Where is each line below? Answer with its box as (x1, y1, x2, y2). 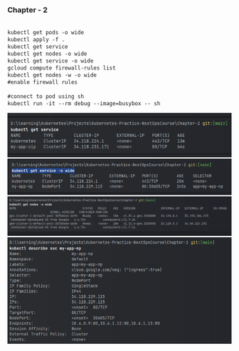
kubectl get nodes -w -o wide (7, 72, 97, 79)
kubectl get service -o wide (7, 58, 94, 65)
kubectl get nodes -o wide (7, 50, 87, 58)
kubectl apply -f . (7, 36, 65, 43)
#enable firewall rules (7, 79, 78, 86)
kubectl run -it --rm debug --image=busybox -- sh (7, 100, 161, 107)
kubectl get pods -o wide (7, 29, 84, 36)
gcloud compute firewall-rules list (7, 65, 116, 72)
